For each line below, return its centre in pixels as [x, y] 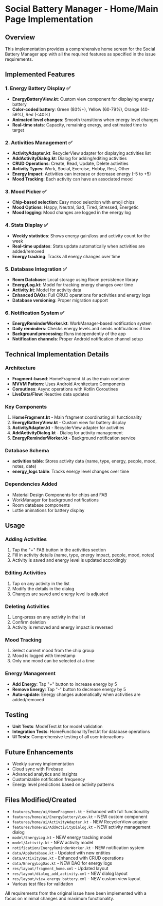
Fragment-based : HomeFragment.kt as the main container [71, 378]
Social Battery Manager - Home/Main [82, 9]
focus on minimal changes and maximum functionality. [60, 899]
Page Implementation [49, 19]
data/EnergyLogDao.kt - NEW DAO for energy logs [62, 863]
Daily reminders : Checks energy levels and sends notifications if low [81, 329]
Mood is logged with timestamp [44, 656]
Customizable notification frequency [48, 780]
